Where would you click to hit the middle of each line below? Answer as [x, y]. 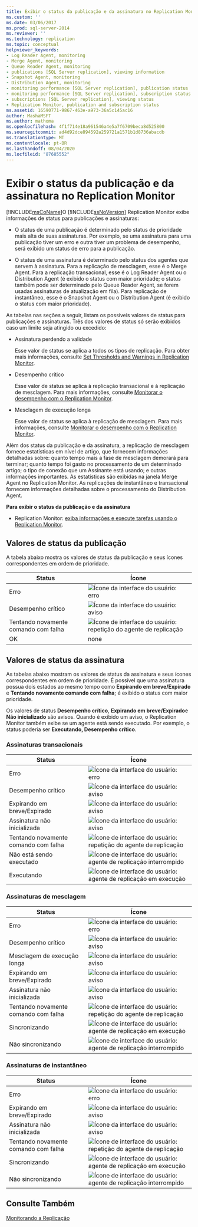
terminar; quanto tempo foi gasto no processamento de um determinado [94, 464]
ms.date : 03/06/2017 [32, 22]
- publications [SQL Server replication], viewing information [85, 72]
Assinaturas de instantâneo [47, 1065]
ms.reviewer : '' [26, 34]
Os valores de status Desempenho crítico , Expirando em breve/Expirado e [97, 710]
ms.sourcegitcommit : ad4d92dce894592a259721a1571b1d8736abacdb [85, 132]
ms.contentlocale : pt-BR [37, 143]
